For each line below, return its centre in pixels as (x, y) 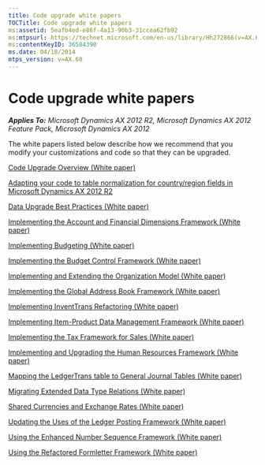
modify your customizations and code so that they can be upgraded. (119, 152)
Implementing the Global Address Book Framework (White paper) (114, 291)
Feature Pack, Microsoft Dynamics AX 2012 (79, 128)
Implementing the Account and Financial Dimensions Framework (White (124, 221)
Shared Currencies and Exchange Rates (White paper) (96, 406)
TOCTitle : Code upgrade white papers (70, 23)
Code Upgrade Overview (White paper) (72, 167)
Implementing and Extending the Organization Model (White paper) (117, 276)
